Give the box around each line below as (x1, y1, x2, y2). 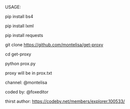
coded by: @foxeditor (5, 89, 49, 94)
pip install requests (5, 33, 43, 38)
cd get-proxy (5, 51, 32, 57)
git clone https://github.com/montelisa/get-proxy (5, 42, 104, 48)
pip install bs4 (5, 14, 33, 19)
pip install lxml (5, 23, 34, 29)
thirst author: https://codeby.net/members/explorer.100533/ (5, 98, 125, 104)
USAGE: (5, 4, 21, 10)
